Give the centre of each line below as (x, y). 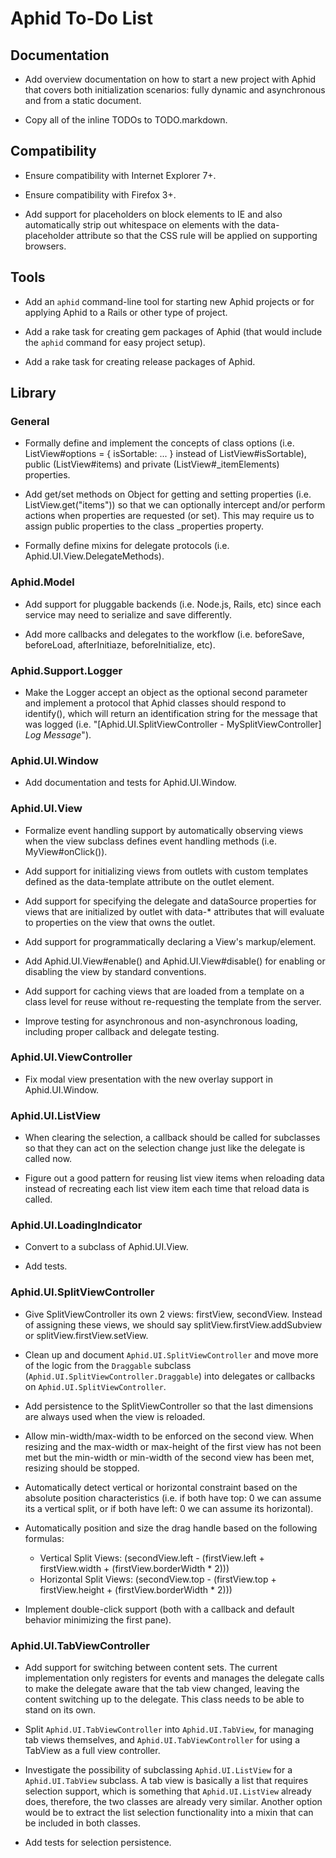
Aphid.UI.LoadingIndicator (76, 1225)
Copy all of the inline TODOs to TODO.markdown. (126, 120)
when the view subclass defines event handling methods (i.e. (150, 841)
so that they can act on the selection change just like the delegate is (165, 1148)
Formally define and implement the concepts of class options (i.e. (159, 443)
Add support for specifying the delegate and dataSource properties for (170, 901)
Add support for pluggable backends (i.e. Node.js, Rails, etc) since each (173, 604)
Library (33, 393)
